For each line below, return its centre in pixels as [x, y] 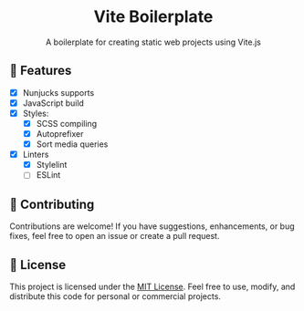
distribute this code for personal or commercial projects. [115, 296]
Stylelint [52, 165]
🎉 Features [41, 71]
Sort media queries [72, 144]
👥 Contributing [52, 204]
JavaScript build [53, 103]
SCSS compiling [67, 123]
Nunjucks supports [58, 92]
